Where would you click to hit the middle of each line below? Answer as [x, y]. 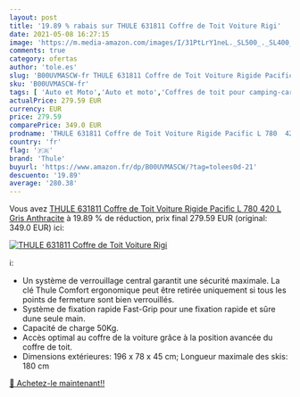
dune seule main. [54, 318]
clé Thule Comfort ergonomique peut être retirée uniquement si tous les [154, 290]
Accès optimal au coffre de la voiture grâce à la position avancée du [147, 338]
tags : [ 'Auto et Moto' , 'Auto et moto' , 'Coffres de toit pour [127, 92]
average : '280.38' [43, 184]
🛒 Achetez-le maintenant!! [57, 384]
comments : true [37, 51]
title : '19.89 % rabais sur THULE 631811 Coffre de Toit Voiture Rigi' [145, 26]
